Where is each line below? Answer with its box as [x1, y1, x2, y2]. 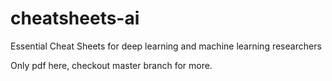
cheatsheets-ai [10, 7, 140, 30]
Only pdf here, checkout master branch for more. [10, 59, 213, 71]
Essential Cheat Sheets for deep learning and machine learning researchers [10, 40, 322, 52]
